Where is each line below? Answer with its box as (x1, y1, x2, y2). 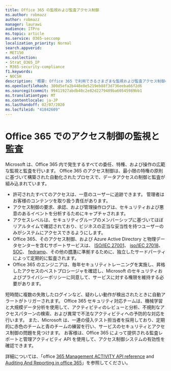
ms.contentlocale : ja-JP (5, 97, 58, 103)
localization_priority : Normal (5, 41, 72, 46)
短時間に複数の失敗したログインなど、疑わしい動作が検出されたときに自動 (5, 291, 161, 298)
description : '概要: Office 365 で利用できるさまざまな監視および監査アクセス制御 (5, 79, 165, 84)
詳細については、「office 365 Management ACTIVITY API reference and (5, 353, 154, 359)
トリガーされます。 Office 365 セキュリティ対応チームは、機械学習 (22, 298, 163, 304)
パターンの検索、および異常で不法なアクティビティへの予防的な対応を (18, 310, 165, 316)
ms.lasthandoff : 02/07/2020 (5, 103, 65, 108)
